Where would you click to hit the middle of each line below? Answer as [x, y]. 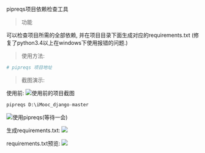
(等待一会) [55, 117]
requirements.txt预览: [33, 143]
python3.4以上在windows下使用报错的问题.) [73, 43]
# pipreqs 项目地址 [29, 68]
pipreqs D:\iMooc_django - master [47, 104]
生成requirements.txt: [33, 130]
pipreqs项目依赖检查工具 [37, 9]
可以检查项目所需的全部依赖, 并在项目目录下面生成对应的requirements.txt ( [100, 35]
